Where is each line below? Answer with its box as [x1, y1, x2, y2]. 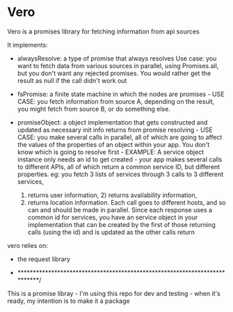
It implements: [7, 40, 48, 49]
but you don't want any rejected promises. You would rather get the [17, 69, 211, 77]
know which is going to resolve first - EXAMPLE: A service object [17, 148, 204, 156]
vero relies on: [7, 241, 49, 249]
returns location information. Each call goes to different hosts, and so [27, 198, 226, 206]
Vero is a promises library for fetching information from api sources [7, 27, 200, 36]
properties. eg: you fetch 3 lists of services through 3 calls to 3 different [17, 170, 224, 178]
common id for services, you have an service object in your [27, 213, 198, 221]
